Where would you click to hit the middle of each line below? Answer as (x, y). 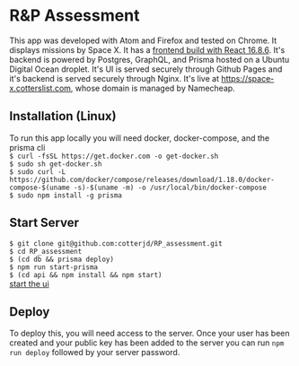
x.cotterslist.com (40, 88)
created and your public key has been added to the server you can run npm (147, 343)
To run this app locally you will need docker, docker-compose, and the (140, 138)
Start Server (44, 223)
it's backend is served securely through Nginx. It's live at (114, 78)
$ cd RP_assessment (46, 251)
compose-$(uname (40, 187)
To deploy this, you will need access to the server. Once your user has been (149, 334)
